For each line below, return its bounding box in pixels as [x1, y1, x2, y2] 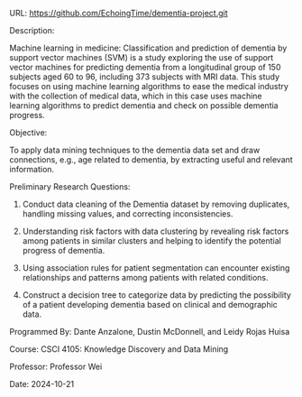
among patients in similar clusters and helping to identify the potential [22, 235, 281, 246]
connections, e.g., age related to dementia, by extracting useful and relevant [9, 154, 293, 165]
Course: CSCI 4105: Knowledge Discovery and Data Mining [9, 344, 229, 355]
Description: [9, 25, 55, 35]
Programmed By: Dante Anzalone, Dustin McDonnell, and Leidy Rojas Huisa [9, 327, 290, 337]
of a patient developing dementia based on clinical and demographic [22, 300, 278, 309]
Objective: [9, 127, 48, 138]
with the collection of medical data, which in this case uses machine [9, 90, 263, 101]
